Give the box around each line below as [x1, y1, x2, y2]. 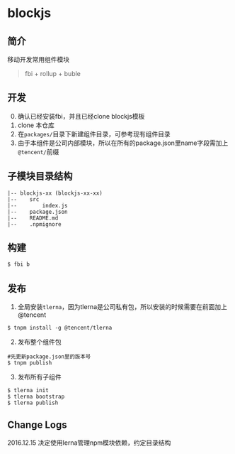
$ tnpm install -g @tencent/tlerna [7, 325, 113, 332]
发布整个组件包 [17, 337, 62, 346]
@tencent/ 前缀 [17, 147, 59, 156]
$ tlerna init [7, 387, 50, 394]
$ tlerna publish [7, 399, 59, 406]
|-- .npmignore [7, 220, 62, 228]
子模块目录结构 [7, 171, 73, 183]
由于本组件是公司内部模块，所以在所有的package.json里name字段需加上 [17, 139, 229, 147]
